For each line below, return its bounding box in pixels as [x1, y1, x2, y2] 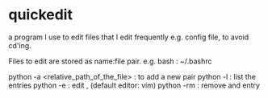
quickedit [8, 6, 73, 24]
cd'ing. [8, 40, 32, 50]
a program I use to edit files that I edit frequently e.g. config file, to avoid [8, 32, 249, 42]
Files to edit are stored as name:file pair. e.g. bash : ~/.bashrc [8, 56, 212, 66]
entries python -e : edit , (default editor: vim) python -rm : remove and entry [8, 80, 261, 90]
